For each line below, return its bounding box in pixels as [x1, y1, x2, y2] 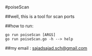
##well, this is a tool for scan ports [5, 14, 75, 19]
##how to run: [5, 23, 34, 29]
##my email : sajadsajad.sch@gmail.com [5, 45, 88, 51]
